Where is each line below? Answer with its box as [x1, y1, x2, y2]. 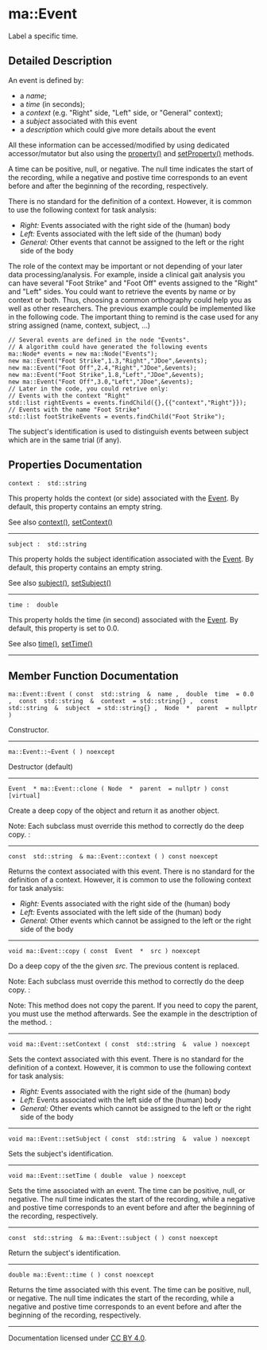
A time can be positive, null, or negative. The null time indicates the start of [8, 164, 253, 174]
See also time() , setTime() [8, 638, 93, 648]
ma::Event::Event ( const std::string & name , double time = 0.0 [8, 690, 254, 698]
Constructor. [8, 725, 49, 735]
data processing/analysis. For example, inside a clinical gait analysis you [8, 269, 246, 279]
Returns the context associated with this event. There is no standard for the [8, 866, 255, 877]
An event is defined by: [8, 75, 84, 84]
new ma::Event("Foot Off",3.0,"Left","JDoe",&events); [8, 378, 194, 386]
